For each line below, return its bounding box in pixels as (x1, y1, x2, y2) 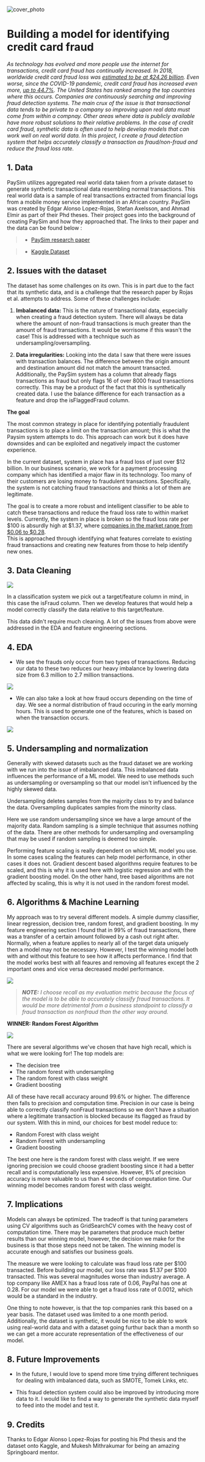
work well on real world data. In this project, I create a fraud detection (7, 131, 184, 139)
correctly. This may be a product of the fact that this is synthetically (15, 383, 186, 391)
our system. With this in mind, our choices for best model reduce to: (7, 1119, 178, 1126)
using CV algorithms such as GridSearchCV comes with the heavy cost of (7, 1222, 192, 1229)
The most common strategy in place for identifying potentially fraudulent (7, 420, 190, 427)
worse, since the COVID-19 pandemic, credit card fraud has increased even (7, 79, 198, 87)
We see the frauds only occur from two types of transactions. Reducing (15, 658, 196, 666)
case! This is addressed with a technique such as (15, 332, 140, 340)
